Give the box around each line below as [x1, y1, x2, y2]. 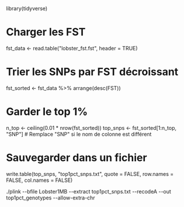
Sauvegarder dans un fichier [6, 151, 147, 164]
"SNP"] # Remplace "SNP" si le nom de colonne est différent [6, 130, 152, 137]
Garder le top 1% [6, 105, 88, 119]
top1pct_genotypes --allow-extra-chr [6, 194, 95, 201]
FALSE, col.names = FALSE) [6, 177, 73, 184]
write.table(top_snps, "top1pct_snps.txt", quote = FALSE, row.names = [6, 170, 174, 177]
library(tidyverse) [6, 5, 48, 12]
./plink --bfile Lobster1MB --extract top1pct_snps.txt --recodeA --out [6, 188, 171, 195]
